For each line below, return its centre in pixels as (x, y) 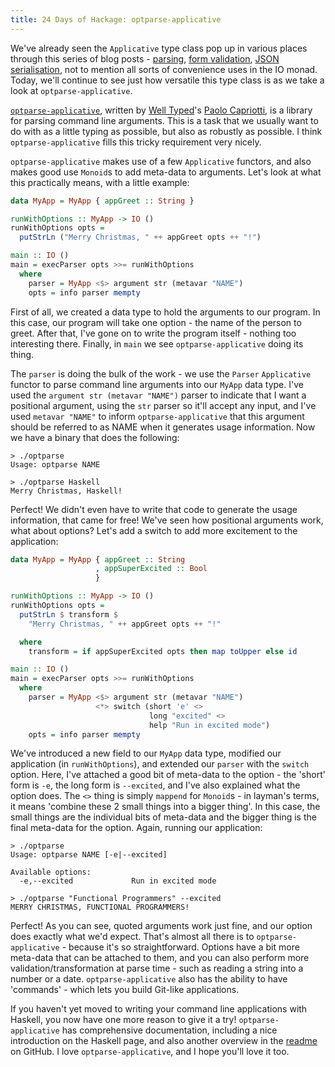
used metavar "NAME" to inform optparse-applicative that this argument (157, 416)
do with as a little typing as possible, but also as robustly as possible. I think (166, 131)
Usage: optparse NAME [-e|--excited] (89, 855)
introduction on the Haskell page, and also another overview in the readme (164, 1041)
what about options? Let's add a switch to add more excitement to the (154, 530)
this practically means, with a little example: (100, 182)
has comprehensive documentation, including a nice (169, 1030)
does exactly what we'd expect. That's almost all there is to (132, 937)
